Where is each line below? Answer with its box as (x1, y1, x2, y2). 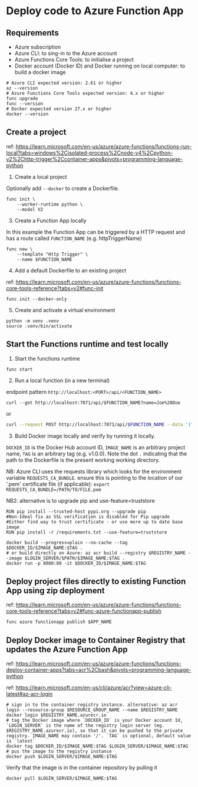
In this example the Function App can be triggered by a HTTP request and (6, 228, 186, 235)
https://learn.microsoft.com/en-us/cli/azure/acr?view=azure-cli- (15, 684, 172, 691)
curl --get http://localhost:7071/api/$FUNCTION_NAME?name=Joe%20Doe (6, 400, 181, 406)
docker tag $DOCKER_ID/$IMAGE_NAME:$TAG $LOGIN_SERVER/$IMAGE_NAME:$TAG (6, 743, 189, 750)
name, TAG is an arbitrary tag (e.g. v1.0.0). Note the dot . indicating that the (6, 450, 187, 457)
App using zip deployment (6, 585, 105, 596)
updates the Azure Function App (6, 644, 128, 654)
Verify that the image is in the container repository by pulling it (6, 764, 157, 771)
